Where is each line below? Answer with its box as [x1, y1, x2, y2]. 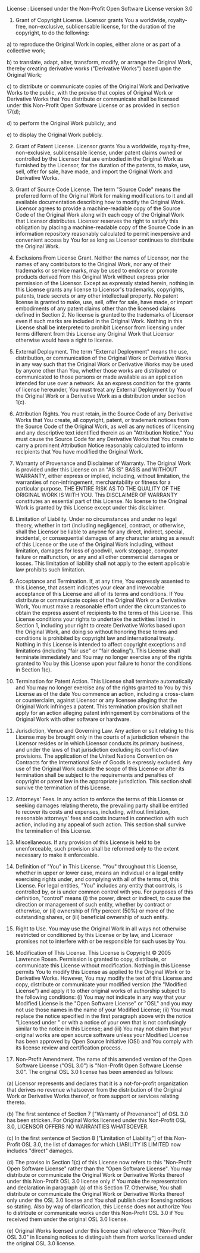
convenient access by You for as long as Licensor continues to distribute [15, 236, 194, 243]
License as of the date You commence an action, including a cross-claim [15, 690, 194, 697]
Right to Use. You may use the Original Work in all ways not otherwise [15, 925, 187, 932]
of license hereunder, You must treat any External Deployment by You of [15, 386, 193, 393]
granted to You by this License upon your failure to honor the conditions [15, 660, 192, 667]
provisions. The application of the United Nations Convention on [15, 752, 173, 760]
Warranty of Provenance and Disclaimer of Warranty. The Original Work [15, 460, 191, 467]
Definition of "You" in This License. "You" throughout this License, [15, 863, 178, 870]
